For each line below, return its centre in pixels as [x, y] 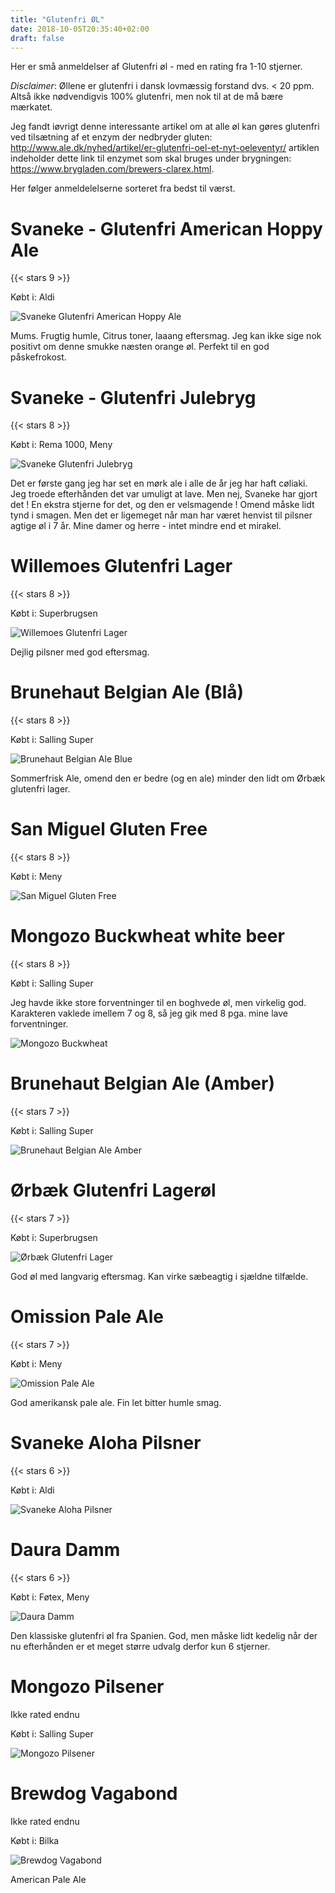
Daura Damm [65, 1549]
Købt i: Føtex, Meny [50, 1597]
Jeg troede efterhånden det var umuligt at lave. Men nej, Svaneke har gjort [164, 494]
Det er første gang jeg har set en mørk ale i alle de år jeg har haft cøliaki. [159, 483]
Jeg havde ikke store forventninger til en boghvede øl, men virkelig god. [158, 1002]
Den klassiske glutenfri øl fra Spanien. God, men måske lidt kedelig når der [164, 1635]
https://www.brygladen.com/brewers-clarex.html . [112, 169]
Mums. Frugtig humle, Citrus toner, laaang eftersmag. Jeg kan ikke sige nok [166, 336]
